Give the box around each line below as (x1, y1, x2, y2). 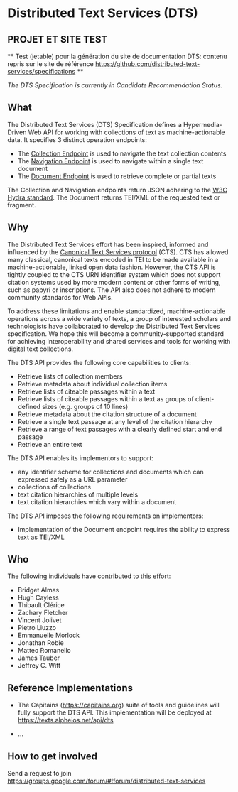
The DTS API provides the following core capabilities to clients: (7, 358, 192, 367)
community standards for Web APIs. (7, 293, 113, 301)
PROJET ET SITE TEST (7, 33, 108, 45)
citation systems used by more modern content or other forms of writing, (7, 278, 221, 286)
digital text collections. (7, 345, 73, 353)
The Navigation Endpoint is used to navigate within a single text (17, 156, 204, 165)
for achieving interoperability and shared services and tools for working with (7, 337, 231, 345)
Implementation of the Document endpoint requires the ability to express (17, 525, 231, 533)
